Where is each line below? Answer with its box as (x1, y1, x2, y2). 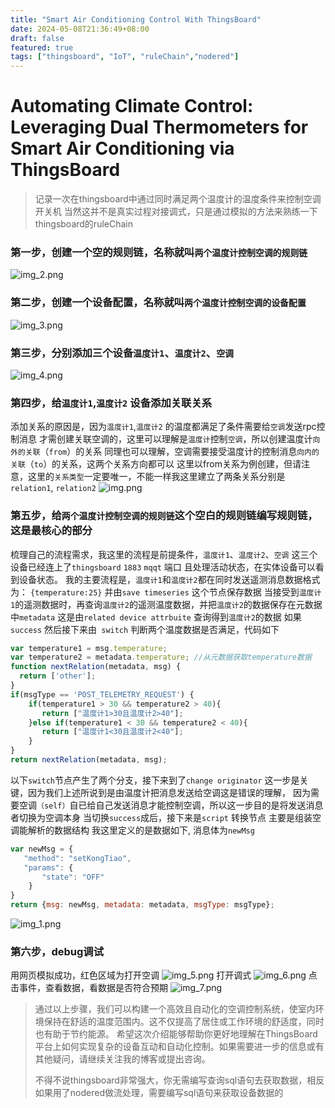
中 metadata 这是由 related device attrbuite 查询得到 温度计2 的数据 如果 (10, 611, 302, 623)
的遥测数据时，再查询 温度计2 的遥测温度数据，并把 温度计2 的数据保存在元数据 (14, 598, 323, 610)
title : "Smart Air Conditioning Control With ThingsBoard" (10, 14, 262, 25)
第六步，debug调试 (10, 944, 105, 958)
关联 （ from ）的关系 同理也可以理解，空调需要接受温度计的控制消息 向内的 (24, 446, 320, 458)
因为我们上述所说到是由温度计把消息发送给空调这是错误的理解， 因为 (27, 786, 311, 798)
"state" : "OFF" (41, 872, 105, 882)
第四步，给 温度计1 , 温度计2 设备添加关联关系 (10, 396, 213, 410)
